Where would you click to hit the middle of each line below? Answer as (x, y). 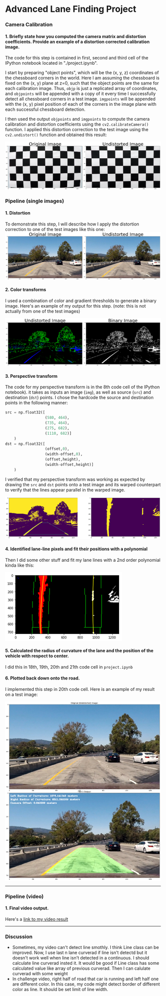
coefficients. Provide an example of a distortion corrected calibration (77, 42)
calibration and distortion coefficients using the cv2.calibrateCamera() (77, 124)
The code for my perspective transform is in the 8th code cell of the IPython (83, 387)
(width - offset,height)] (69, 465)
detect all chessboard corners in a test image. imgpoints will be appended (80, 99)
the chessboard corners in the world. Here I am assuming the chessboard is (82, 78)
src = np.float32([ (25, 412)
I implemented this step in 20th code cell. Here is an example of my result (80, 689)
